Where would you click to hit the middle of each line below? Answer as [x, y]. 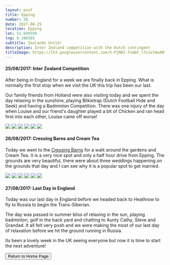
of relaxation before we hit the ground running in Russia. [64, 231]
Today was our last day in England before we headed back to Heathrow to [82, 199]
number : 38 [17, 19]
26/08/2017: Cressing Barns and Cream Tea [52, 139]
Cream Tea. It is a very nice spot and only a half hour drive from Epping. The [85, 155]
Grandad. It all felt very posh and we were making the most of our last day [82, 225]
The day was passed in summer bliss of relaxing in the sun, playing [75, 215]
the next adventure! [26, 246]
